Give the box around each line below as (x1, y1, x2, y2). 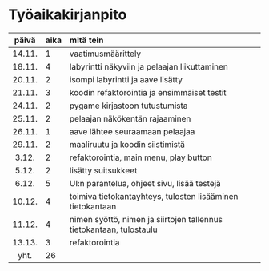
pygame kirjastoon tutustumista (69, 100, 188, 111)
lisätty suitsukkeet (69, 165, 138, 176)
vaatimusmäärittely (69, 48, 142, 59)
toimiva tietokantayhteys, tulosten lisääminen (69, 190, 239, 201)
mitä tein (69, 34, 104, 46)
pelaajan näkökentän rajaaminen (69, 113, 191, 124)
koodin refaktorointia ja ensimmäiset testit (69, 86, 227, 98)
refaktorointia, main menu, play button (69, 152, 212, 163)
